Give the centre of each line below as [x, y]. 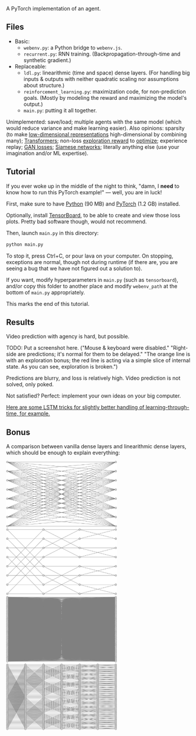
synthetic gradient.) [47, 60]
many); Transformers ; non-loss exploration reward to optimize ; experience [97, 141]
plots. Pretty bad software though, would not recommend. [76, 222]
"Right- [179, 348]
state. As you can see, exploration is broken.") [62, 367]
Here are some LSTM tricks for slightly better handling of [75, 408]
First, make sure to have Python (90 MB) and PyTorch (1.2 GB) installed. [93, 204]
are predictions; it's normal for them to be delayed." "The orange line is [104, 354]
